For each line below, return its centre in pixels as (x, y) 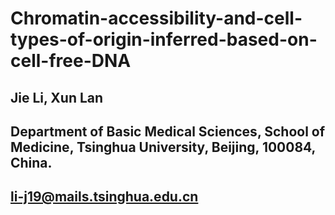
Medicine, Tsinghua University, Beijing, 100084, (163, 147)
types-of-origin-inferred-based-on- (164, 39)
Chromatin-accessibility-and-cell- (156, 18)
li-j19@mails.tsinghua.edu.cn (104, 197)
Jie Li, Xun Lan (57, 97)
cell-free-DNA (71, 61)
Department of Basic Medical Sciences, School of (168, 131)
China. (31, 162)
